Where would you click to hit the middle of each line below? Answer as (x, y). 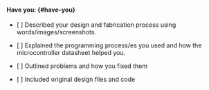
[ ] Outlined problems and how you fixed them (82, 66)
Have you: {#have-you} (41, 10)
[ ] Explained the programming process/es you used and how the (109, 45)
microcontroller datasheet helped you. (71, 53)
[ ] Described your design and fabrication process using (96, 25)
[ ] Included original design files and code (76, 80)
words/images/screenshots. (56, 32)
